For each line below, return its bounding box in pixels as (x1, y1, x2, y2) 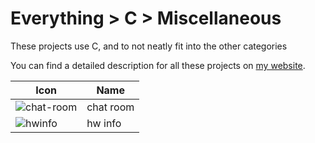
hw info (86, 116, 122, 130)
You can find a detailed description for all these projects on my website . (10, 59, 306, 71)
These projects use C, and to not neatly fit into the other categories (10, 40, 288, 52)
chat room (86, 100, 135, 114)
